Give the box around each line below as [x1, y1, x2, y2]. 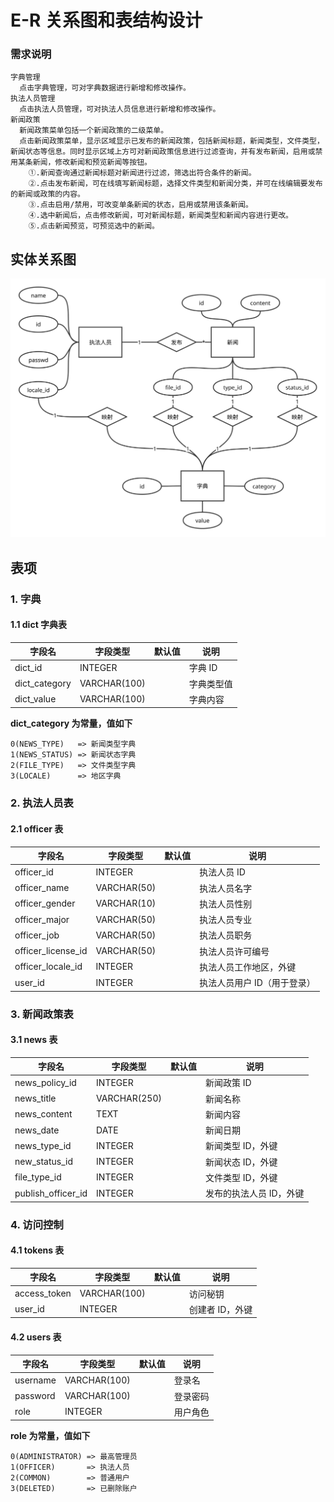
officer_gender [14, 897, 76, 910]
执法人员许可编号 [199, 945, 270, 957]
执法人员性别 [199, 897, 253, 910]
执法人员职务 [199, 929, 253, 941]
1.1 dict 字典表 [10, 619, 68, 631]
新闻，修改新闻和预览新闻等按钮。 [32, 157, 152, 168]
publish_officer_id [14, 1187, 88, 1199]
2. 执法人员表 [10, 796, 74, 810]
